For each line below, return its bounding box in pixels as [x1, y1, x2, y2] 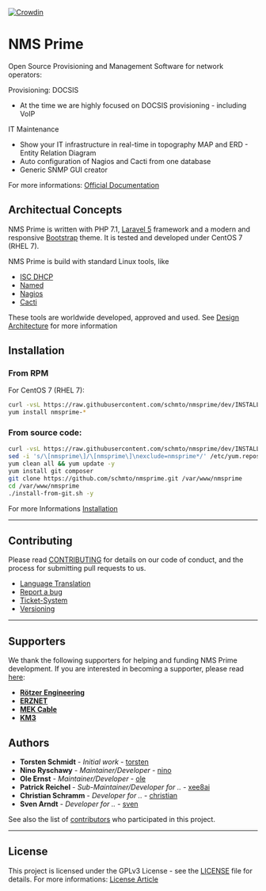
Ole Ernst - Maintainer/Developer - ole [19, 774, 146, 784]
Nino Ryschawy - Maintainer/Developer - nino [19, 766, 172, 775]
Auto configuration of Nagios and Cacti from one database [19, 156, 211, 166]
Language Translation [19, 579, 91, 588]
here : [8, 672, 25, 682]
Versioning [19, 604, 55, 614]
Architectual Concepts [8, 203, 123, 217]
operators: [8, 70, 42, 79]
